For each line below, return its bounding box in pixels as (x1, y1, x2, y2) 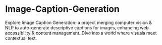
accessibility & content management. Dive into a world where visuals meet (5, 30, 157, 36)
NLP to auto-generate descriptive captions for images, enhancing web (5, 24, 149, 30)
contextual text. (5, 35, 37, 41)
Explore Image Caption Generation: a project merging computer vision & (5, 20, 152, 25)
